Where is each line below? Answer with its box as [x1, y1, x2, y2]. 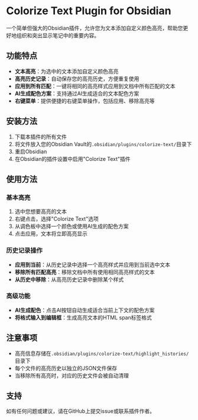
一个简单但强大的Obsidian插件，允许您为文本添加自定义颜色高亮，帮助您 [6, 24, 183, 31]
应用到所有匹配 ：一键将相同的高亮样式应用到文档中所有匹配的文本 [14, 82, 176, 89]
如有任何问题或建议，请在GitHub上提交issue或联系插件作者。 [6, 408, 155, 415]
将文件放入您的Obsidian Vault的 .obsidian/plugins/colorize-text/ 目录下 [14, 140, 192, 147]
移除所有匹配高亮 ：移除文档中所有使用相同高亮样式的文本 [14, 268, 155, 276]
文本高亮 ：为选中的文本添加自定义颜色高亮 [14, 67, 119, 75]
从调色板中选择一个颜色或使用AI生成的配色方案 [14, 223, 129, 230]
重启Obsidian [14, 148, 47, 155]
